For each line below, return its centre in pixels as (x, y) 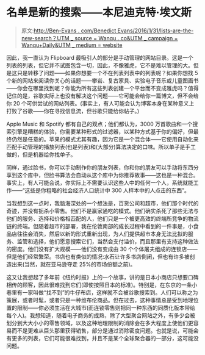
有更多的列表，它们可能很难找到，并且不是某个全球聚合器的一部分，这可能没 (103, 338)
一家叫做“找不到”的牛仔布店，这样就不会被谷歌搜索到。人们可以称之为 (110, 292)
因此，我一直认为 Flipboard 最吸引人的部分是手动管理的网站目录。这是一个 (100, 57)
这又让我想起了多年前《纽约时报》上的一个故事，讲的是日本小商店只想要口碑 (103, 277)
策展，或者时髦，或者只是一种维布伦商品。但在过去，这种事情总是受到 (95, 300)
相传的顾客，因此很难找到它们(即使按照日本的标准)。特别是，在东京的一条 (99, 285)
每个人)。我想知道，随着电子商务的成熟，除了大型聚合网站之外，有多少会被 (101, 315)
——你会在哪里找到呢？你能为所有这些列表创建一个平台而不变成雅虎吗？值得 (103, 88)
